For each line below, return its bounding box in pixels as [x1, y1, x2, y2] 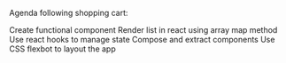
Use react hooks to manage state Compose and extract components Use [9, 35, 275, 44]
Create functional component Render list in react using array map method [9, 25, 278, 35]
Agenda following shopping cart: [9, 8, 128, 18]
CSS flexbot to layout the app [9, 43, 117, 54]
